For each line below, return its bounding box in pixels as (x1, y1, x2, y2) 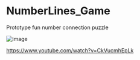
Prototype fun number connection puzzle (6, 24, 109, 31)
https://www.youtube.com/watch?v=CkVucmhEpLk (6, 46, 134, 54)
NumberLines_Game (6, 4, 110, 18)
